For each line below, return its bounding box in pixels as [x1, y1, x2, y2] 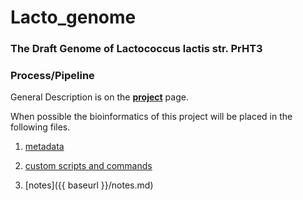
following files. [10, 121, 71, 133]
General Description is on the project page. [10, 91, 189, 103]
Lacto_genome [10, 6, 137, 29]
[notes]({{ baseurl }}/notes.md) [24, 179, 154, 191]
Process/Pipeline [10, 69, 95, 83]
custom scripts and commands [24, 160, 153, 172]
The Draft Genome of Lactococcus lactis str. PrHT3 [10, 42, 263, 56]
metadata [24, 141, 65, 153]
